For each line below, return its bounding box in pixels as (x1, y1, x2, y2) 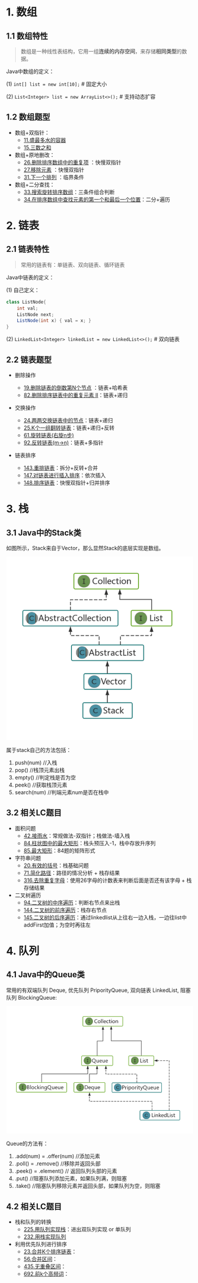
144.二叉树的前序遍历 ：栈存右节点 (23, 906, 107, 914)
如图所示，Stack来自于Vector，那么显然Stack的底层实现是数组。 (6, 545, 164, 551)
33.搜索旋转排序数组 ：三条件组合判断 (23, 188, 115, 195)
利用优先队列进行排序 (14, 1240, 67, 1247)
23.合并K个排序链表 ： (23, 1248, 77, 1255)
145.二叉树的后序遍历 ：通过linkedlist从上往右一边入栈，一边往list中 (23, 914, 187, 921)
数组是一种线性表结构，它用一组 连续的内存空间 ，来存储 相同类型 (20, 48, 177, 55)
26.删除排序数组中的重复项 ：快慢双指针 (23, 159, 122, 166)
